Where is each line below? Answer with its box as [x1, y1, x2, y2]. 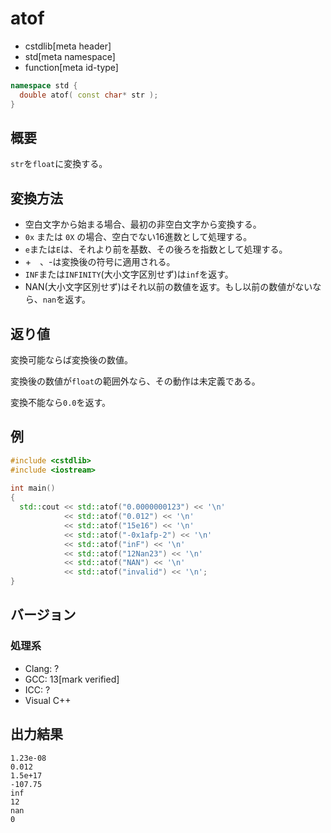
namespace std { [10, 80, 78, 91]
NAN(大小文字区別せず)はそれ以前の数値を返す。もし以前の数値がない [24, 281, 313, 293]
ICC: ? [24, 683, 51, 696]
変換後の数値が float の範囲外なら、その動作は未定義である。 [10, 375, 261, 387]
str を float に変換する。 [10, 158, 108, 170]
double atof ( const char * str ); [19, 90, 159, 100]
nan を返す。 [42, 293, 91, 306]
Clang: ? [24, 662, 60, 674]
